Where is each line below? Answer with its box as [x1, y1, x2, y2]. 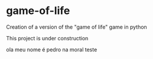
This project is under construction [6, 34, 89, 41]
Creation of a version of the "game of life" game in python [6, 23, 148, 30]
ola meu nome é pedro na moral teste [6, 46, 97, 53]
